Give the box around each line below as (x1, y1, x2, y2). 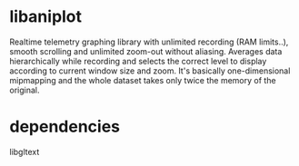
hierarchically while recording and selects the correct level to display (9, 55, 267, 66)
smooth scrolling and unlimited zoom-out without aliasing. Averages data (9, 45, 283, 56)
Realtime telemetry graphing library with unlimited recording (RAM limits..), (9, 36, 289, 47)
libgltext (9, 146, 40, 157)
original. (9, 84, 40, 95)
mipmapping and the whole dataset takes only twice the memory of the (9, 74, 276, 85)
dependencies (9, 116, 121, 137)
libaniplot (9, 6, 83, 27)
